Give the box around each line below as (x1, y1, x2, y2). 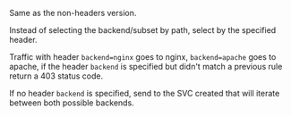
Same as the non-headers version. (9, 8, 137, 18)
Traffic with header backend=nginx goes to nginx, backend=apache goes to (9, 52, 277, 62)
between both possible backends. (9, 97, 134, 108)
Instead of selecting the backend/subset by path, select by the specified (9, 25, 277, 35)
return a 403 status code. (9, 71, 104, 81)
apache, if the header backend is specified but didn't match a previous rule (9, 62, 283, 71)
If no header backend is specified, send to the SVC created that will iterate (9, 88, 280, 98)
